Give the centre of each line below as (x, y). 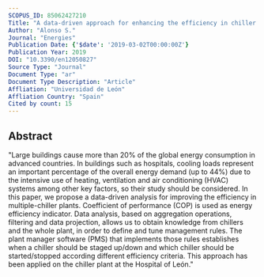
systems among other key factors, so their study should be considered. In (128, 188)
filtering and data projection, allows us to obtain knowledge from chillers (126, 222)
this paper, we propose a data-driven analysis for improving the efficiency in (132, 197)
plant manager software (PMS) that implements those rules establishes (124, 239)
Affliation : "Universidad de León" (67, 89)
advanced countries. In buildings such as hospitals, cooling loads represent (131, 163)
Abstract (30, 136)
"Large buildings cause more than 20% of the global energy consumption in (132, 154)
